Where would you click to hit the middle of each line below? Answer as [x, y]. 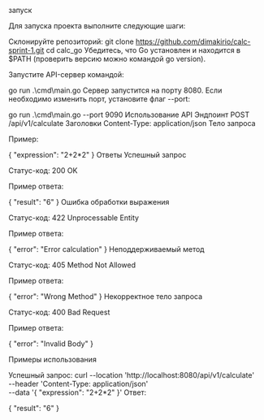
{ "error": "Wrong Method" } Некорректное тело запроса [106, 297]
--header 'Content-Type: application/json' [78, 384]
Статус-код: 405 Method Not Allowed [72, 265]
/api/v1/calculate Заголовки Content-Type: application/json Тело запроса [132, 123]
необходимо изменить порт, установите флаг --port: [100, 99]
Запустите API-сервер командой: [66, 74]
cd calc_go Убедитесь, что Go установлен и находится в [143, 50]
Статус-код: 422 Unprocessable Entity [74, 218]
